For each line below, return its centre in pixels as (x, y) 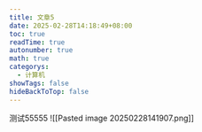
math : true (29, 58)
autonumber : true (41, 50)
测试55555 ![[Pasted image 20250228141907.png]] (102, 118)
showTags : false (39, 83)
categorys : (29, 67)
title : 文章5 (32, 17)
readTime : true (37, 42)
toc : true (27, 34)
